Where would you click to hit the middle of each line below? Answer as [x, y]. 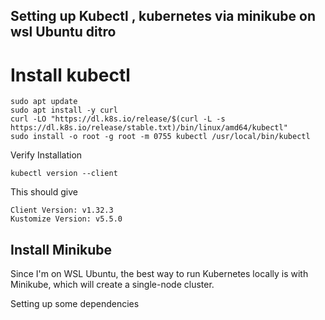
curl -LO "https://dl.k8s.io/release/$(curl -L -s [118, 119]
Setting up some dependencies [75, 304]
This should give [44, 192]
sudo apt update [44, 102]
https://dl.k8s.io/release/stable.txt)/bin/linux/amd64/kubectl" [149, 128]
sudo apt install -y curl [64, 110]
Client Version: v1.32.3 [62, 210]
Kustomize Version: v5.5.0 [66, 219]
